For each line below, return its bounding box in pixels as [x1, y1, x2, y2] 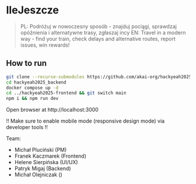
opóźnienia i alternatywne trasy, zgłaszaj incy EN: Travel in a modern [20, 29, 186, 36]
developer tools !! [6, 124, 48, 131]
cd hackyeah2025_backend [6, 79, 66, 85]
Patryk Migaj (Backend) [14, 165, 71, 172]
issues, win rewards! [20, 41, 70, 48]
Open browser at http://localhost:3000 [6, 106, 99, 113]
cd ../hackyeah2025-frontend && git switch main [6, 90, 127, 96]
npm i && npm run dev [6, 96, 59, 102]
